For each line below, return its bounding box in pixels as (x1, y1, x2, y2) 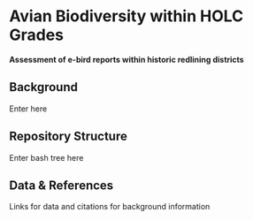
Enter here (9, 103, 48, 114)
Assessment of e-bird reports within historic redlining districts (9, 54, 245, 64)
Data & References (9, 178, 114, 193)
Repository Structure (9, 129, 128, 144)
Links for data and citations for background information (9, 201, 211, 212)
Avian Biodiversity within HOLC (9, 6, 244, 27)
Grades (9, 25, 65, 45)
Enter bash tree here (9, 152, 84, 163)
